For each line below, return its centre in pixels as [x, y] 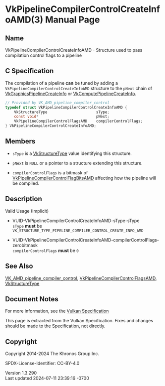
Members [20, 141]
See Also [19, 266]
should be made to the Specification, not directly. [55, 326]
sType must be [27, 226]
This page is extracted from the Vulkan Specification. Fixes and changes [79, 321]
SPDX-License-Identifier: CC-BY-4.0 [42, 363]
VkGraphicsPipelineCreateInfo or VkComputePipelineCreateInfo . [71, 94]
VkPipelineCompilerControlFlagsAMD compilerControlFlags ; [78, 121]
